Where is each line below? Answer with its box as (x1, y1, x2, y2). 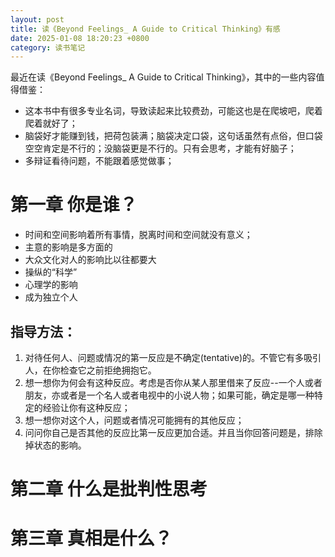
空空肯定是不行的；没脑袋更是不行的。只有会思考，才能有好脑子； (24, 142, 297, 155)
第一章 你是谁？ (10, 194, 138, 216)
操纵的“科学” (24, 266, 78, 278)
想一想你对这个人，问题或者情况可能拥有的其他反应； (24, 414, 245, 426)
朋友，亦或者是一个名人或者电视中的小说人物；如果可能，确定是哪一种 (24, 389, 315, 401)
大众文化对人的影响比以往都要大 (24, 254, 157, 266)
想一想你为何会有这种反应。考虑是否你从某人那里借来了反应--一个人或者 (24, 377, 323, 388)
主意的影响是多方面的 (24, 241, 113, 253)
